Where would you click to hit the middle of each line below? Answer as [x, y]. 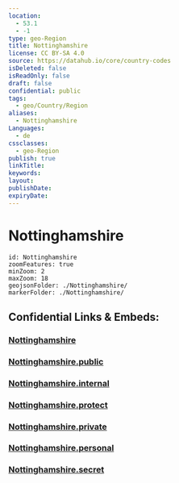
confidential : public [45, 91]
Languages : [27, 128]
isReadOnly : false [39, 76]
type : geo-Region [37, 38]
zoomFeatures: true [41, 264]
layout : [21, 181]
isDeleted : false [37, 69]
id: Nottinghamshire [43, 257]
